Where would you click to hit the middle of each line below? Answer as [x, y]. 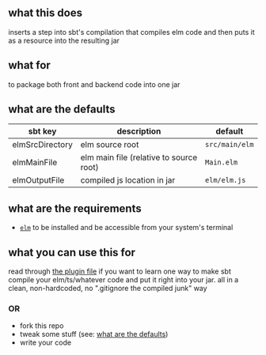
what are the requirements [75, 208]
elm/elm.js [225, 180]
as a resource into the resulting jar [64, 40]
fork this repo [42, 326]
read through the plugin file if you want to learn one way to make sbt [120, 271]
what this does [46, 13]
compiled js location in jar [128, 180]
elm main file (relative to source [139, 157]
